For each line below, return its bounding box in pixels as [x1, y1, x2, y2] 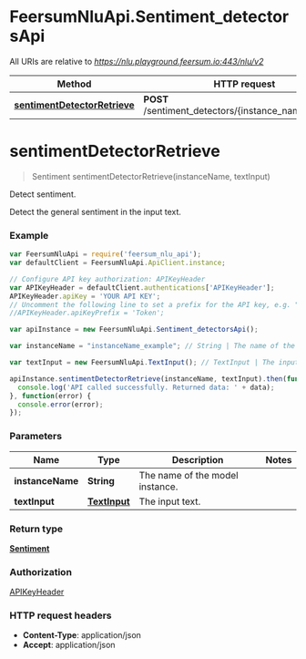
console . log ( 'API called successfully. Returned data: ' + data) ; [17, 383, 275, 392]
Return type [9, 522, 64, 535]
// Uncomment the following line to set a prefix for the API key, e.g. [9, 300, 291, 309]
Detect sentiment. [9, 189, 76, 200]
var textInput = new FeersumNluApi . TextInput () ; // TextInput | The [9, 358, 275, 367]
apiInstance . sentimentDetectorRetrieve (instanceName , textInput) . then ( [9, 374, 287, 384]
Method [56, 77, 92, 90]
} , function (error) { [9, 391, 92, 400]
